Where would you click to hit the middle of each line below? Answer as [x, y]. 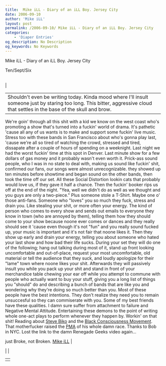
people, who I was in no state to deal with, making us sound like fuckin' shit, [83, 163]
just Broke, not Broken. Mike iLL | [39, 341]
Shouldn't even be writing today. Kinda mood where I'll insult [78, 97]
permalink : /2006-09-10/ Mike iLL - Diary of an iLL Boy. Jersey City [79, 28]
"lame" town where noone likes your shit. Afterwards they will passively [78, 263]
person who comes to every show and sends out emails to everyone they [80, 211]
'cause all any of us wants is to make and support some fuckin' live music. [81, 132]
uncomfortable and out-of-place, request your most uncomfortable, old [78, 253]
